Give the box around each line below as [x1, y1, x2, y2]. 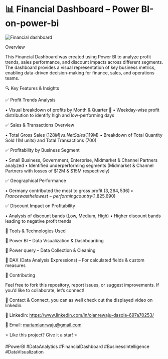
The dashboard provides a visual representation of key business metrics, [5, 64, 156, 70]
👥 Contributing [5, 272, 36, 278]
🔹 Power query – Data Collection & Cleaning [5, 247, 96, 253]
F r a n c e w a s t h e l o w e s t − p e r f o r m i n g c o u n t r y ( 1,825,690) [5, 193, 116, 199]
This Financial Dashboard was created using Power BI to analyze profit [5, 53, 151, 60]
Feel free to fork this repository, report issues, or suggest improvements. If [5, 282, 159, 288]
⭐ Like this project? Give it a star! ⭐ [5, 332, 78, 338]
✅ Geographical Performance [5, 177, 66, 184]
